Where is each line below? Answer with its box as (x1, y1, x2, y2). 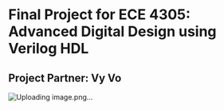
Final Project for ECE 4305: (8, 6, 191, 24)
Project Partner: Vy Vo (8, 71, 122, 84)
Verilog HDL (8, 40, 89, 57)
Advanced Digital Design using (8, 22, 217, 41)
